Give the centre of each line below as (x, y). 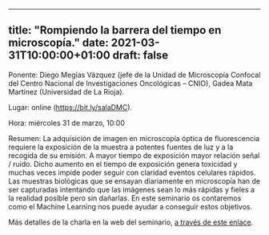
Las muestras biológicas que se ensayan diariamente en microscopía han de (134, 180)
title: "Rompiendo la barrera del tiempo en (115, 30)
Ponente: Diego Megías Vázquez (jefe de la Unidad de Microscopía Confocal (134, 75)
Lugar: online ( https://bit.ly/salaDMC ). (70, 107)
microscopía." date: (59, 43)
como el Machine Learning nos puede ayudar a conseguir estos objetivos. (130, 206)
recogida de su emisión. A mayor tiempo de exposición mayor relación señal (134, 155)
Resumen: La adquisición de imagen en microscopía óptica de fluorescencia (134, 138)
